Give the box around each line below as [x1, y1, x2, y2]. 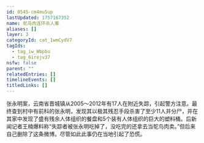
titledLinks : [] [6, 83, 48, 89]
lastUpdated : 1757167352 [6, 15, 70, 21]
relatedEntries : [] [6, 71, 56, 77]
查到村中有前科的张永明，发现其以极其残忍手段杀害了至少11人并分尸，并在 [11, 108, 199, 114]
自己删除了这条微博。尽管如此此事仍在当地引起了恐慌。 [6, 130, 145, 138]
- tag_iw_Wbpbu [12, 49, 51, 55]
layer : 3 [6, 32, 29, 38]
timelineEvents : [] [6, 77, 56, 83]
